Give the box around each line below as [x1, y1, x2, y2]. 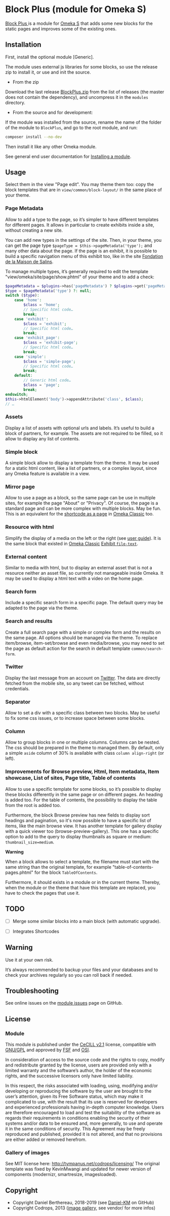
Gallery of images [5, 1149, 50, 1156]
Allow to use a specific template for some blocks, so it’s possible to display [5, 786, 161, 792]
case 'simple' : [14, 354, 47, 359]
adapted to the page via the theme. [5, 605, 78, 611]
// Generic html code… [23, 378, 71, 383]
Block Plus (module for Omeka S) [5, 4, 147, 15]
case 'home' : [14, 298, 42, 303]
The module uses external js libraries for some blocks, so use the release [5, 63, 158, 69]
